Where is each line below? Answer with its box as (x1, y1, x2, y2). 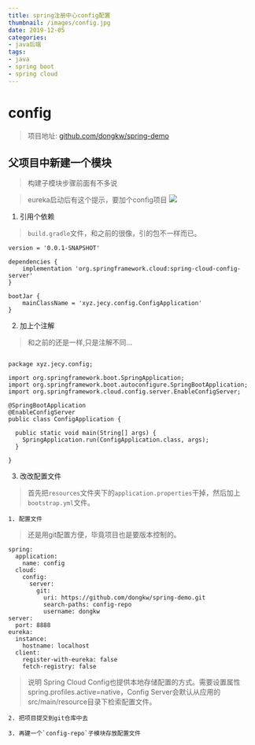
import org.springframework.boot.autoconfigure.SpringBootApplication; (8, 381, 248, 389)
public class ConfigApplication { (8, 415, 122, 423)
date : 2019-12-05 (8, 26, 65, 34)
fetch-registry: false (22, 662, 97, 671)
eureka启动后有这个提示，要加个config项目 (27, 195, 168, 205)
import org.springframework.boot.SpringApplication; (8, 374, 185, 382)
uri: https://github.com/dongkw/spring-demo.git (42, 594, 206, 602)
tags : (8, 48, 26, 56)
